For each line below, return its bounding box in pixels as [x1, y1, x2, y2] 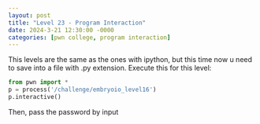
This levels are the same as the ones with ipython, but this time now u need [8, 55, 253, 64]
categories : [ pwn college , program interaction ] [8, 33, 171, 42]
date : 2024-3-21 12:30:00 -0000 [8, 26, 114, 34]
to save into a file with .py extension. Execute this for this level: [8, 64, 212, 73]
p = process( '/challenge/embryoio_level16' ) [8, 86, 157, 94]
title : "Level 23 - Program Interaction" [8, 19, 147, 27]
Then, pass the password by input [8, 107, 119, 116]
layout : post [8, 11, 51, 20]
